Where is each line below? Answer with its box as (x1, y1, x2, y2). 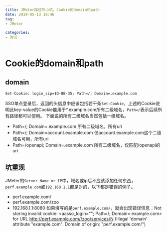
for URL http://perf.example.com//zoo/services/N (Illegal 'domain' (12, 216, 148, 222)
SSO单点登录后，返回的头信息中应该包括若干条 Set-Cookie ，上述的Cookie (5, 101, 156, 106)
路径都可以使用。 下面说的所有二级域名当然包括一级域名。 (9, 113, 129, 118)
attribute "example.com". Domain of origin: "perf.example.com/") (12, 221, 146, 227)
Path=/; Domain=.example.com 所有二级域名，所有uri (12, 123, 122, 129)
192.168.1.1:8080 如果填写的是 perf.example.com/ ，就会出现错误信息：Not (12, 205, 162, 211)
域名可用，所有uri (12, 136, 49, 142)
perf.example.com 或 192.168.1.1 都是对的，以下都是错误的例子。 (5, 184, 136, 190)
